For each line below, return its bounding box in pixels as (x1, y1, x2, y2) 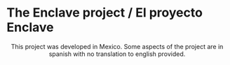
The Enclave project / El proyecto (6, 5, 203, 21)
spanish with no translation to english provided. (48, 50, 186, 58)
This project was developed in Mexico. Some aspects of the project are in (11, 42, 224, 50)
